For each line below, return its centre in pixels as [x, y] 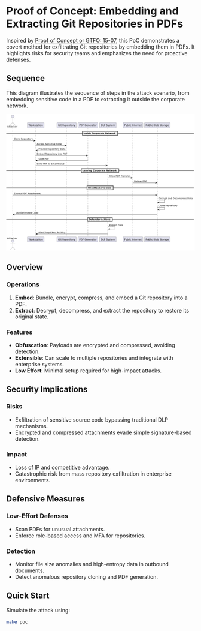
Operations [23, 284]
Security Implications [47, 390]
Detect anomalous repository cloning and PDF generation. [86, 576]
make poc [17, 622]
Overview [25, 267]
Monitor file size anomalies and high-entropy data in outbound [92, 564]
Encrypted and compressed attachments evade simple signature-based [103, 432]
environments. [33, 480]
